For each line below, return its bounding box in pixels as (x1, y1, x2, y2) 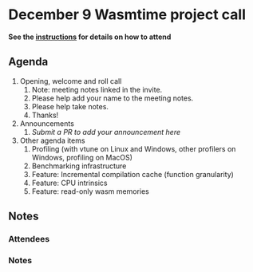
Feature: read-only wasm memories (31, 186, 149, 196)
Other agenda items (19, 136, 85, 145)
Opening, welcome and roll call (19, 76, 122, 85)
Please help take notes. (31, 101, 109, 111)
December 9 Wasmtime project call (8, 6, 246, 24)
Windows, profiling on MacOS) (31, 152, 133, 162)
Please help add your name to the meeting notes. (31, 93, 194, 103)
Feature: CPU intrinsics (31, 178, 108, 187)
